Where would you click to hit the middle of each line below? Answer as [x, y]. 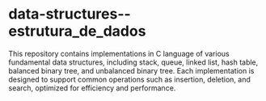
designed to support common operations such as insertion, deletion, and [129, 79]
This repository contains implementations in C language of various [119, 53]
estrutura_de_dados [77, 31]
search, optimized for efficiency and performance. [92, 88]
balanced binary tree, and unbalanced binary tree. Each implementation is [131, 70]
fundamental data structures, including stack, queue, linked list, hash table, [133, 62]
